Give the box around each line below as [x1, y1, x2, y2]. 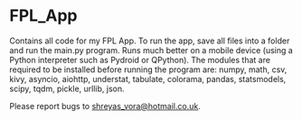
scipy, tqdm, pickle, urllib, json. [9, 83, 125, 94]
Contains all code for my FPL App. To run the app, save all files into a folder [9, 35, 290, 46]
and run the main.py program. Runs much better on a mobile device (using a [9, 44, 294, 55]
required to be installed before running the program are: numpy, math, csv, [9, 64, 288, 75]
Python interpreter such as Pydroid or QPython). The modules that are [9, 54, 271, 65]
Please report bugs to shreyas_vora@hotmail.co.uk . [9, 100, 201, 111]
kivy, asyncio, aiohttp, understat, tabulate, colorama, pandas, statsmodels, [9, 73, 287, 84]
